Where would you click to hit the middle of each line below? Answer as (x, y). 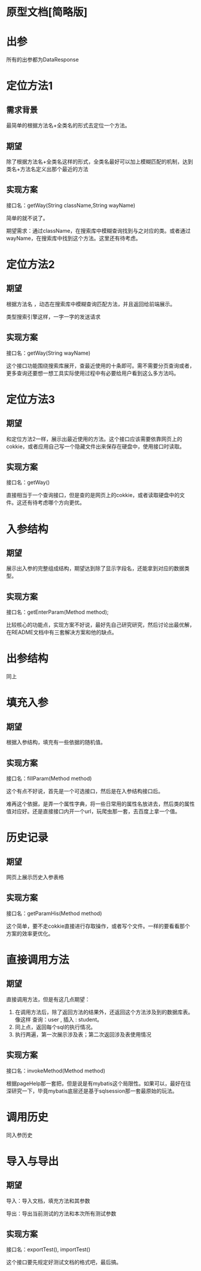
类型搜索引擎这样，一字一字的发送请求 (53, 316)
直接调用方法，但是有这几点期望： (48, 999)
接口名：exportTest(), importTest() (48, 1249)
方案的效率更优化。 (30, 933)
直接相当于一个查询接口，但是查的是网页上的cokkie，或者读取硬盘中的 (93, 495)
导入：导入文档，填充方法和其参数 (48, 1200)
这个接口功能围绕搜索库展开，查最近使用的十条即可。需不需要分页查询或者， (100, 365)
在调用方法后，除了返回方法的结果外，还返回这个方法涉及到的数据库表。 (104, 1012)
